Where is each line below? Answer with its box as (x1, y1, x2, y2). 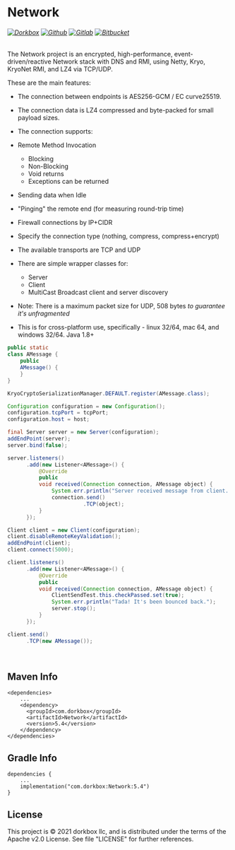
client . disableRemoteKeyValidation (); (7, 533, 121, 540)
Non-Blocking (28, 162, 69, 170)
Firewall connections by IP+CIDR (17, 219, 113, 227)
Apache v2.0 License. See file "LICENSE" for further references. (7, 834, 194, 843)
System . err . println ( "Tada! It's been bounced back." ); (52, 598, 217, 605)
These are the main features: (7, 78, 92, 87)
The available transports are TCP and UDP (17, 245, 141, 255)
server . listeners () (7, 454, 65, 462)
